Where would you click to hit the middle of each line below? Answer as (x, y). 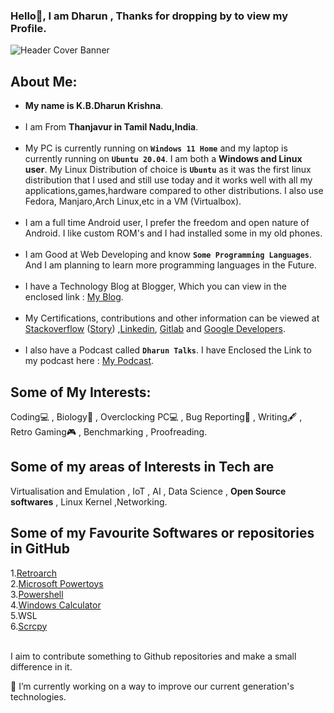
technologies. (38, 696)
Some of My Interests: (81, 392)
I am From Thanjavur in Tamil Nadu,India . (111, 127)
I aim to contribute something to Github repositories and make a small (153, 656)
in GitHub (40, 549)
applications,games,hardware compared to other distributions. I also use (174, 191)
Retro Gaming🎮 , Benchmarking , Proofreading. (109, 431)
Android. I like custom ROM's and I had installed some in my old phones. (173, 233)
